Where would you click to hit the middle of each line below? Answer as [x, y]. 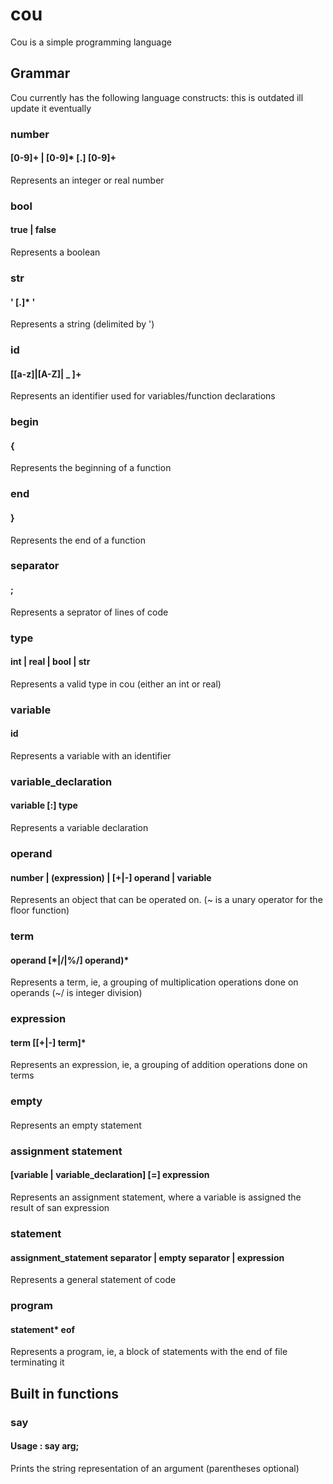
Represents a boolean [55, 252]
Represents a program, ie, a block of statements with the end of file [149, 1352]
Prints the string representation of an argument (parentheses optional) [155, 1468]
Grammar [40, 73]
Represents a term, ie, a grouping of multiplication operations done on [154, 982]
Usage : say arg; [45, 1446]
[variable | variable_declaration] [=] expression [110, 1175]
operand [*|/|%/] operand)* [70, 960]
